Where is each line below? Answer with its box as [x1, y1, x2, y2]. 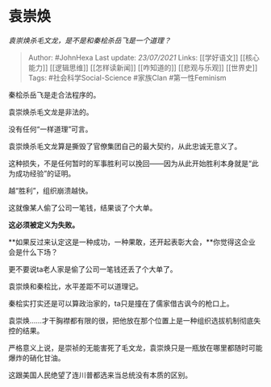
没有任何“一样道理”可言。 [8, 124, 93, 134]
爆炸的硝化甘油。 [8, 352, 65, 363]
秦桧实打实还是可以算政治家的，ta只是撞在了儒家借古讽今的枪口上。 [8, 298, 234, 308]
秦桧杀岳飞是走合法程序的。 [8, 89, 101, 99]
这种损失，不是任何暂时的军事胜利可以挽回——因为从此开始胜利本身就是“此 [8, 158, 260, 168]
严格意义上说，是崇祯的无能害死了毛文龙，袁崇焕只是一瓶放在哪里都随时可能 [8, 343, 263, 352]
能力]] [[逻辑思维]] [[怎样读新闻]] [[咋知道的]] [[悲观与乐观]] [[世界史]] [27, 62, 258, 73]
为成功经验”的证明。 [8, 169, 76, 178]
